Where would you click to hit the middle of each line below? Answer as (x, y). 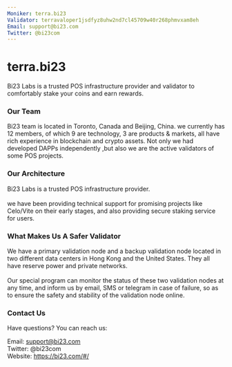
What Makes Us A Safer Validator (64, 236)
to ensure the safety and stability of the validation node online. (96, 295)
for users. (21, 218)
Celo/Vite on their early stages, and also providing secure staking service (112, 211)
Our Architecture (36, 173)
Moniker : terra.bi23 (37, 13)
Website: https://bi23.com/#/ (48, 356)
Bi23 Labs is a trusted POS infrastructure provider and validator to (101, 86)
